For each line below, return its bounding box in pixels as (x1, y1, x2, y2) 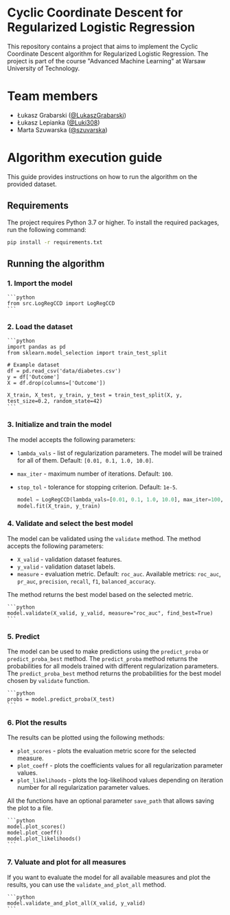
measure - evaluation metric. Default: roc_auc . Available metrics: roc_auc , (16, 569, 221, 578)
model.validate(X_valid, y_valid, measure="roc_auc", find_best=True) (7, 609, 214, 617)
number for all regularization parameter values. (16, 783, 150, 792)
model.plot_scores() (7, 823, 67, 830)
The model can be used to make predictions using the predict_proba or (7, 647, 209, 655)
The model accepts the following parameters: (7, 435, 136, 443)
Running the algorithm (7, 257, 105, 269)
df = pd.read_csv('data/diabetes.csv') (7, 368, 122, 375)
